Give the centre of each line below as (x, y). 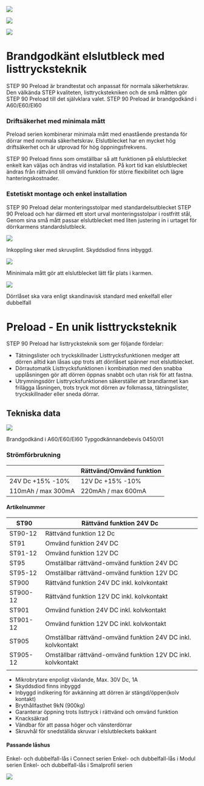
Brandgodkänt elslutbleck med (86, 56)
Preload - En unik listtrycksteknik (92, 327)
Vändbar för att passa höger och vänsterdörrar (73, 725)
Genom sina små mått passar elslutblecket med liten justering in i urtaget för (102, 220)
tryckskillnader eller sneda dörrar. (57, 394)
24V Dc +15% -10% (40, 481)
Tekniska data (33, 413)
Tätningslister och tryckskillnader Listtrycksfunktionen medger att (97, 356)
